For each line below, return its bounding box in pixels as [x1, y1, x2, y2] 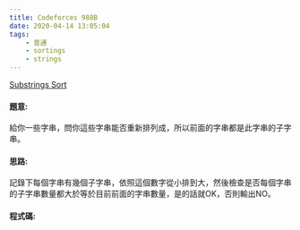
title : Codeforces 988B [9, 13, 99, 22]
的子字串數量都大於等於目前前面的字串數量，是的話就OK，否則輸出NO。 [9, 189, 276, 200]
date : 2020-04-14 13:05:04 [9, 21, 110, 30]
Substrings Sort [9, 80, 67, 89]
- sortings [25, 47, 66, 55]
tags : [9, 30, 30, 38]
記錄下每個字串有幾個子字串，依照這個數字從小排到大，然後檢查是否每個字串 [9, 177, 292, 188]
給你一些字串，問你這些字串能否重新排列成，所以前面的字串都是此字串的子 [9, 123, 284, 133]
